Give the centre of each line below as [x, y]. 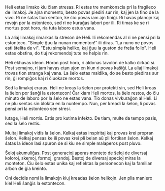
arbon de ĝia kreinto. [26, 168]
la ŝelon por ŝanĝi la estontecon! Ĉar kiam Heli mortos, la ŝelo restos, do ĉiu [82, 93]
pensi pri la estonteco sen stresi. [38, 109]
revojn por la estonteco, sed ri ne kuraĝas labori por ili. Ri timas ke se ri [77, 23]
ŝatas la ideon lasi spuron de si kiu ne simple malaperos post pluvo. [73, 143]
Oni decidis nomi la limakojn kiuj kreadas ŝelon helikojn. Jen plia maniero [79, 178]
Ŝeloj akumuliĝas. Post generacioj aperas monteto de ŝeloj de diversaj [76, 153]
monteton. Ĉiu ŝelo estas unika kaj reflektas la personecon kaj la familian [79, 163]
